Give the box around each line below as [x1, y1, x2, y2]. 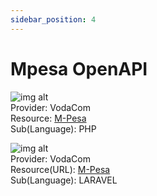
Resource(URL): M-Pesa [10, 163, 111, 175]
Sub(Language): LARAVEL [10, 174, 118, 186]
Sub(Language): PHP [10, 122, 97, 135]
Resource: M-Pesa [10, 112, 87, 124]
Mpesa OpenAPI [10, 57, 148, 80]
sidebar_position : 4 [10, 14, 97, 25]
